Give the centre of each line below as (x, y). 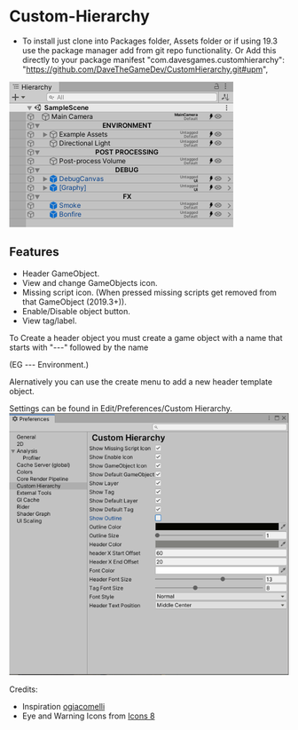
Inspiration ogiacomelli (63, 707)
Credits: (24, 689)
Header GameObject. (61, 274)
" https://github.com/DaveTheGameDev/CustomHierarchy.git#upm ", (145, 69)
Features (34, 252)
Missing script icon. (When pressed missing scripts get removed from (149, 292)
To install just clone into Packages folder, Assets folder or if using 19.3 (149, 41)
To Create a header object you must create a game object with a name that (146, 337)
